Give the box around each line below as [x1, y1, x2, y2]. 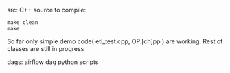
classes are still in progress [7, 45, 84, 52]
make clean [7, 19, 38, 26]
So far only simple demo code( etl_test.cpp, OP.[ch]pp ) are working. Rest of [7, 37, 223, 45]
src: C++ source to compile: [7, 6, 87, 14]
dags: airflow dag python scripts [7, 58, 99, 66]
